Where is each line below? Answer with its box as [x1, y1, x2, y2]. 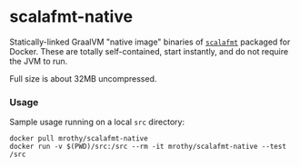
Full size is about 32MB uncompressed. [9, 73, 157, 83]
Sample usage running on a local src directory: [9, 116, 185, 128]
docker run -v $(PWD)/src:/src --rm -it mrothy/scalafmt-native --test [9, 142, 286, 152]
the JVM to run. [9, 55, 68, 66]
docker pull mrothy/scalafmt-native [9, 134, 148, 143]
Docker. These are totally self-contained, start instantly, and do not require [9, 45, 289, 56]
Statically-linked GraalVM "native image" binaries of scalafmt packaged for [9, 36, 291, 47]
